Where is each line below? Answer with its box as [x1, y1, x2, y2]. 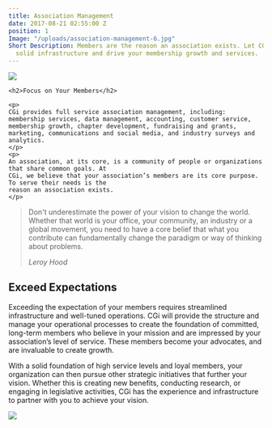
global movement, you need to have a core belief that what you [28, 224, 239, 234]
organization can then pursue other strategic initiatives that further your [8, 369, 248, 379]
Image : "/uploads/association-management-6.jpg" [8, 34, 176, 43]
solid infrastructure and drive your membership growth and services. [15, 49, 259, 57]
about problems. [28, 242, 83, 251]
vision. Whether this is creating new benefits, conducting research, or [8, 378, 241, 388]
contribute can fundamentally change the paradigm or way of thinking [28, 233, 262, 243]
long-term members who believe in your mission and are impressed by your [8, 328, 261, 337]
